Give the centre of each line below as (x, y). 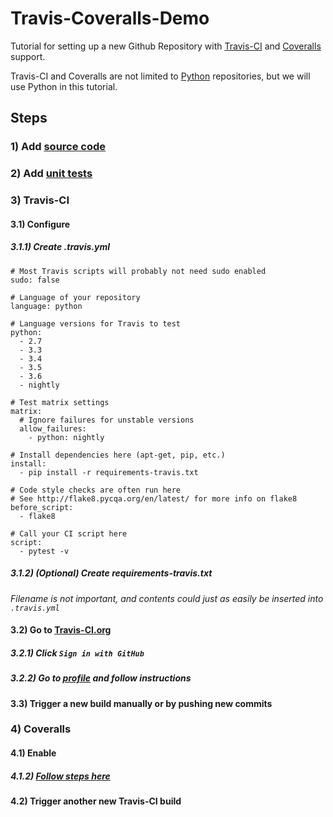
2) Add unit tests (51, 174)
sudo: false (35, 280)
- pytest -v (44, 551)
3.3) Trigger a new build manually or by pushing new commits (141, 703)
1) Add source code (58, 147)
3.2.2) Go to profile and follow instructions (101, 678)
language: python (46, 306)
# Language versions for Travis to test (96, 323)
